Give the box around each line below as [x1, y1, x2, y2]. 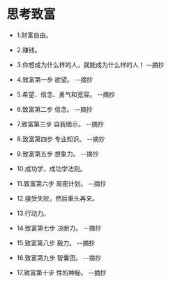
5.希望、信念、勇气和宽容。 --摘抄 [16, 90, 116, 99]
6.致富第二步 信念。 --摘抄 [16, 105, 93, 113]
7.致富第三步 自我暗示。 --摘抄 [16, 119, 104, 128]
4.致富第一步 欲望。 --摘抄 [16, 75, 94, 84]
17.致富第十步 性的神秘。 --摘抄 [16, 268, 107, 277]
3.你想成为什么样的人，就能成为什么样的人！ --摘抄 [16, 60, 165, 68]
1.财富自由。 [16, 31, 52, 39]
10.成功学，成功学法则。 [16, 164, 87, 173]
